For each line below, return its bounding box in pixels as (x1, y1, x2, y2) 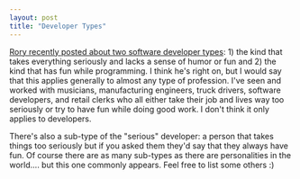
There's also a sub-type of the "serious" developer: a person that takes (9, 130, 275, 141)
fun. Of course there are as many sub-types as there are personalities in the (9, 149, 291, 160)
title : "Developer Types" (9, 22, 106, 31)
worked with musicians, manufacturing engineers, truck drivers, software (9, 85, 281, 95)
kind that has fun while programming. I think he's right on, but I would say (9, 65, 282, 76)
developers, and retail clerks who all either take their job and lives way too (9, 94, 285, 104)
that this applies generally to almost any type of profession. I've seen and (9, 75, 282, 85)
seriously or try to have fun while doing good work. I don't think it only (9, 103, 270, 114)
